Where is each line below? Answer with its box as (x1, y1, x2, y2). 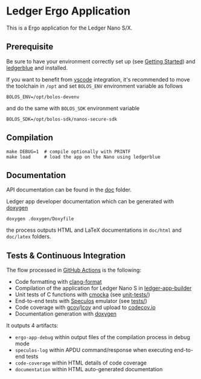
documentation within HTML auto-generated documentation (14, 366, 163, 373)
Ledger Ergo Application (6, 4, 131, 18)
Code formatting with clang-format (14, 278, 102, 285)
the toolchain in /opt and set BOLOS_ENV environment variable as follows (6, 82, 183, 89)
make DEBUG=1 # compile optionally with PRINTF (6, 148, 131, 154)
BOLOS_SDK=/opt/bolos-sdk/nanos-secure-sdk (6, 116, 118, 122)
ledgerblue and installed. (6, 64, 68, 71)
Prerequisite (6, 42, 54, 52)
